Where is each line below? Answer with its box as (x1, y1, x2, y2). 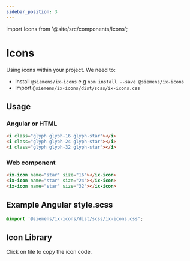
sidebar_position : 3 (6, 8, 58, 15)
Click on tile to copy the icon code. (6, 248, 92, 256)
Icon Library (6, 232, 52, 242)
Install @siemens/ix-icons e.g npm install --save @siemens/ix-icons (14, 77, 185, 85)
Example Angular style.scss (6, 200, 113, 210)
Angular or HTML (6, 119, 58, 128)
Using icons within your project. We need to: (6, 66, 116, 73)
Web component (6, 158, 56, 167)
